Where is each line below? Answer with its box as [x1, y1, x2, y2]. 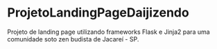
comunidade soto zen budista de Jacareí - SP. [7, 35, 139, 43]
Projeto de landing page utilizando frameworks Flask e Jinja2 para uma [7, 28, 210, 36]
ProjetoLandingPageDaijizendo [7, 5, 189, 21]
